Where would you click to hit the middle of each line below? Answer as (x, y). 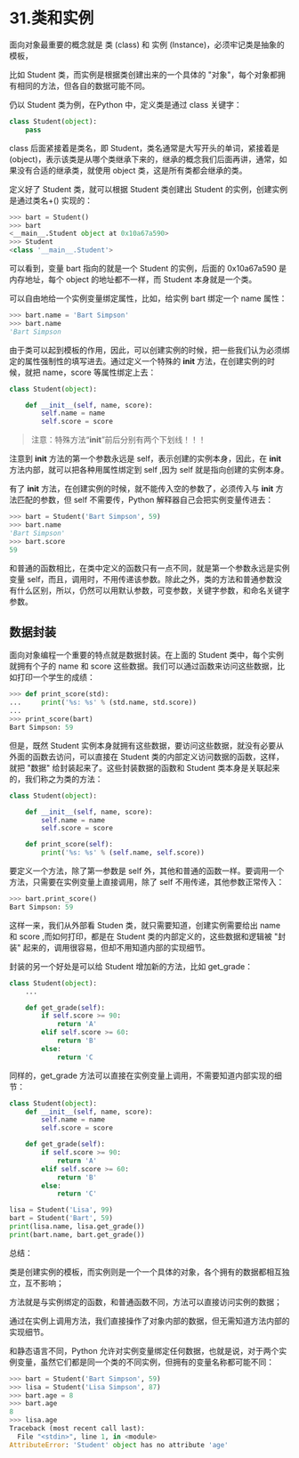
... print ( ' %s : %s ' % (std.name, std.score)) (103, 703)
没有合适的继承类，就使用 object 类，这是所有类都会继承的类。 (132, 170)
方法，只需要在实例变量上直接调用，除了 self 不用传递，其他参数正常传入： (147, 882)
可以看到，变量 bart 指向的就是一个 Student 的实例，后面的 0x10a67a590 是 (148, 269)
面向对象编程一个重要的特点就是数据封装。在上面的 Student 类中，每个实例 (147, 655)
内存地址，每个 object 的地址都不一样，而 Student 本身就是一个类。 (133, 279)
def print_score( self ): (69, 845)
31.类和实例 (52, 18)
